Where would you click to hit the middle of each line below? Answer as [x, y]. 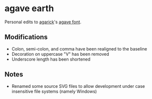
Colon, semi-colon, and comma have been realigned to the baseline [79, 49]
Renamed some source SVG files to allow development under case [78, 86]
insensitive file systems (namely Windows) [54, 91]
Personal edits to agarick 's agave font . [43, 22]
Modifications [26, 37]
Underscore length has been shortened [51, 59]
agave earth [29, 8]
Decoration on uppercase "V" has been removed [60, 54]
